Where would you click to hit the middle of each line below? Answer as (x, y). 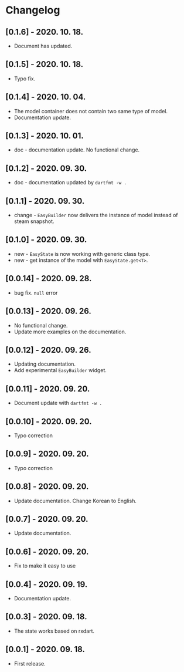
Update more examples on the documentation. (70, 332)
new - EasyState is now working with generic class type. (82, 254)
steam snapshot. (34, 221)
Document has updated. (43, 46)
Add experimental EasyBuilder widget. (60, 370)
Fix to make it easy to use (45, 566)
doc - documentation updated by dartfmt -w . (70, 183)
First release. (30, 663)
